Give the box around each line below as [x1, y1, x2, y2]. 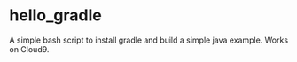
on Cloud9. [9, 43, 50, 54]
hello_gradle [9, 5, 102, 26]
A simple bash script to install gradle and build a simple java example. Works [9, 35, 289, 45]
